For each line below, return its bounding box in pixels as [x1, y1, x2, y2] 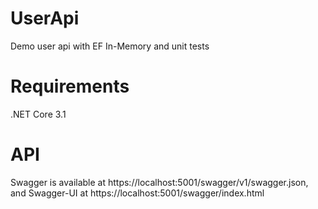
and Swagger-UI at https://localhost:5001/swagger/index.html [10, 187, 265, 199]
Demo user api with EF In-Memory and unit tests [10, 40, 210, 52]
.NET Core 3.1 [10, 108, 67, 120]
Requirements [10, 75, 130, 98]
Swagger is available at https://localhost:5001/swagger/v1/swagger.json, [10, 176, 309, 188]
